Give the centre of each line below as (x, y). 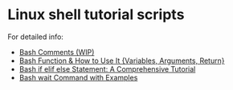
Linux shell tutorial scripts (96, 15)
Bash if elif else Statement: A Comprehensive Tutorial (107, 68)
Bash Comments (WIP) (57, 52)
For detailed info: (35, 37)
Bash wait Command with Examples (78, 77)
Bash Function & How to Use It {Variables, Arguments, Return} (122, 61)
